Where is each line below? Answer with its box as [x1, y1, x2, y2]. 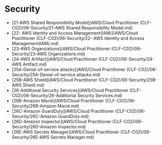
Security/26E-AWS [11, 134, 50, 140]
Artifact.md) [23, 61, 47, 67]
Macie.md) [57, 103, 79, 109]
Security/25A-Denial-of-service [11, 72, 76, 77]
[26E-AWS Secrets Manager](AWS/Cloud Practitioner [11, 129, 119, 135]
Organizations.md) [47, 50, 86, 57]
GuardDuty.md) [58, 113, 89, 119]
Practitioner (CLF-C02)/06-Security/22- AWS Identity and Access [11, 35, 145, 41]
